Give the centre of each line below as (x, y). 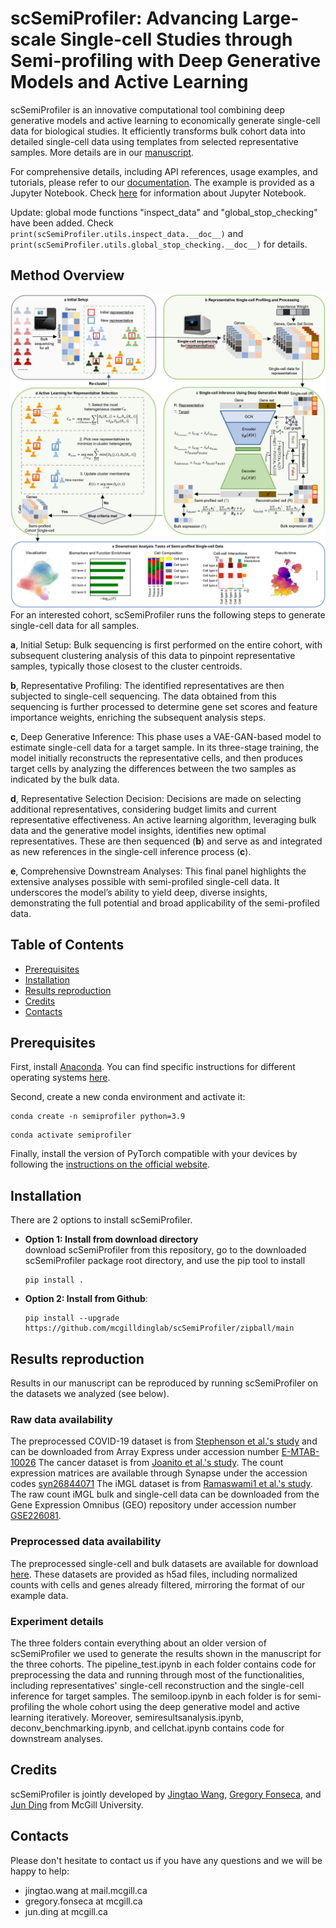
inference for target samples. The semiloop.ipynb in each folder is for (153, 1696)
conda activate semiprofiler (71, 1135)
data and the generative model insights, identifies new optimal (138, 830)
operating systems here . (60, 1078)
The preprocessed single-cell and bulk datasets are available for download (164, 1563)
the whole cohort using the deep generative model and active (173, 1706)
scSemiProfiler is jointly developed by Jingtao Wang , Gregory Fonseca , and (166, 1794)
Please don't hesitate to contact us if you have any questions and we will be (166, 1860)
